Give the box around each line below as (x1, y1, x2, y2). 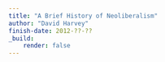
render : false (23, 42, 71, 50)
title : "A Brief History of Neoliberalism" (8, 11, 158, 20)
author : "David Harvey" (8, 19, 89, 27)
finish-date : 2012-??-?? (8, 27, 93, 35)
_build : (8, 34, 35, 43)
